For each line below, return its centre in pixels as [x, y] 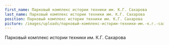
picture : [14, 23]
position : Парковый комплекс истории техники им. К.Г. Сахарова [74, 19]
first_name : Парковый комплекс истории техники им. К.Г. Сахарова [76, 10]
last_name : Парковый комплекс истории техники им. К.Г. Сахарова [75, 14]
